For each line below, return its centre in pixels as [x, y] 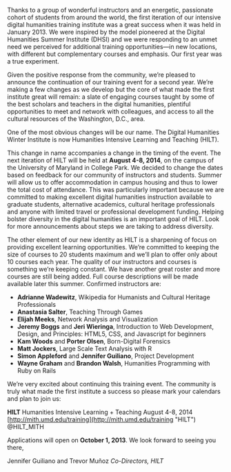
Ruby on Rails [37, 370]
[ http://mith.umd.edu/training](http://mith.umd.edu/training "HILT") [102, 419]
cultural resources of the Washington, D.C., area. [76, 119]
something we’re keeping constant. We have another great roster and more [114, 269]
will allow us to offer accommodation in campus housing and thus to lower [113, 182]
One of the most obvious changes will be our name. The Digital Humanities [113, 132]
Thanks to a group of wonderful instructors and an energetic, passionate [110, 10]
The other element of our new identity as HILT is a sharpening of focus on [112, 240]
